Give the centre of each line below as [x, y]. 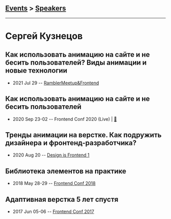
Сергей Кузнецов [44, 36]
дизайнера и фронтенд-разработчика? [71, 143]
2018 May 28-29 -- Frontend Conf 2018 [54, 183]
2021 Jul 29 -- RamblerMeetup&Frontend [56, 83]
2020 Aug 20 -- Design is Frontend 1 [51, 155]
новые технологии [36, 71]
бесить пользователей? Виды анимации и [76, 63]
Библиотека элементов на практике [66, 171]
